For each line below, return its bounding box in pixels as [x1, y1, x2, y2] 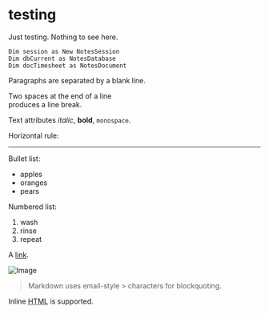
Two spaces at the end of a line [8, 91, 112, 101]
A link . [8, 250, 30, 260]
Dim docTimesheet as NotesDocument [8, 62, 127, 70]
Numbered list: [8, 202, 58, 211]
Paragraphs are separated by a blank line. [8, 75, 147, 85]
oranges [19, 178, 48, 187]
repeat [19, 234, 42, 244]
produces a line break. [8, 99, 82, 109]
